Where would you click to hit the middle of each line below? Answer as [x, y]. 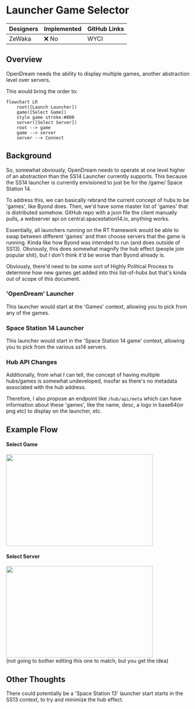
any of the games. [28, 313]
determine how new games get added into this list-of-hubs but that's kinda [96, 272]
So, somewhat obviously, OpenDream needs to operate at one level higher [96, 170]
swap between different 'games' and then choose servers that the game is [96, 236]
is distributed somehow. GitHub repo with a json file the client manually [92, 212]
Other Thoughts [36, 679]
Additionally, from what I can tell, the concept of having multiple [83, 375]
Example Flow [32, 429]
